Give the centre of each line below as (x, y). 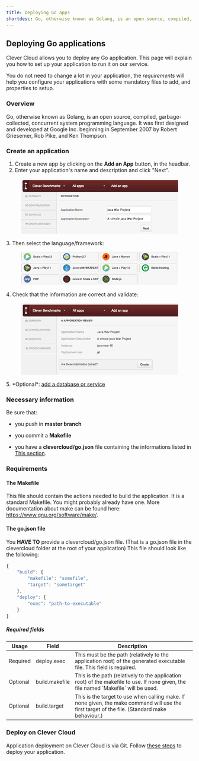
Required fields (25, 630)
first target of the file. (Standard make (121, 709)
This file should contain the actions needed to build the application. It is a (95, 496)
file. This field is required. (106, 667)
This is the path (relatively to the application (128, 676)
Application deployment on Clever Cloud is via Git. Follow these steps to (94, 746)
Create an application (38, 151)
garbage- (170, 116)
